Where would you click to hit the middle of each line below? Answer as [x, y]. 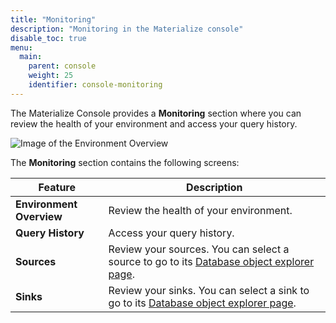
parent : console [62, 66]
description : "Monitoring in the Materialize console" [127, 29]
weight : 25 [51, 76]
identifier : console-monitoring [95, 85]
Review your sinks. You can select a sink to [209, 290]
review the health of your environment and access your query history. [154, 123]
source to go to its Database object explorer [211, 261]
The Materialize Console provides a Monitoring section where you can [156, 113]
